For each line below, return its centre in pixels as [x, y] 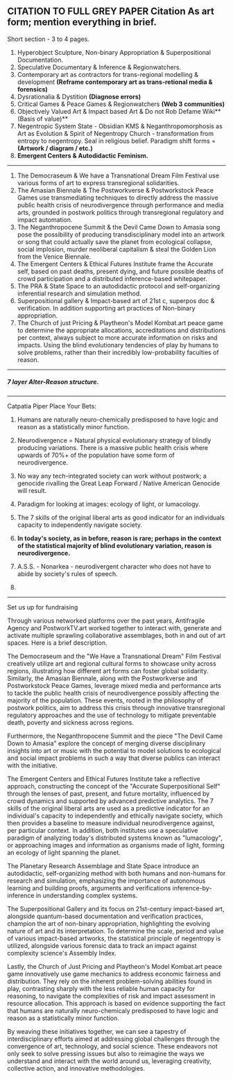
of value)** [53, 119]
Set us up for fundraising [43, 607]
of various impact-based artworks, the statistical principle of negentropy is [114, 938]
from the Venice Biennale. [54, 257]
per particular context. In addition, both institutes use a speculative [103, 830]
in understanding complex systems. [87, 895]
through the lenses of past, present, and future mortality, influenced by [109, 793]
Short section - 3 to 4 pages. [49, 39]
